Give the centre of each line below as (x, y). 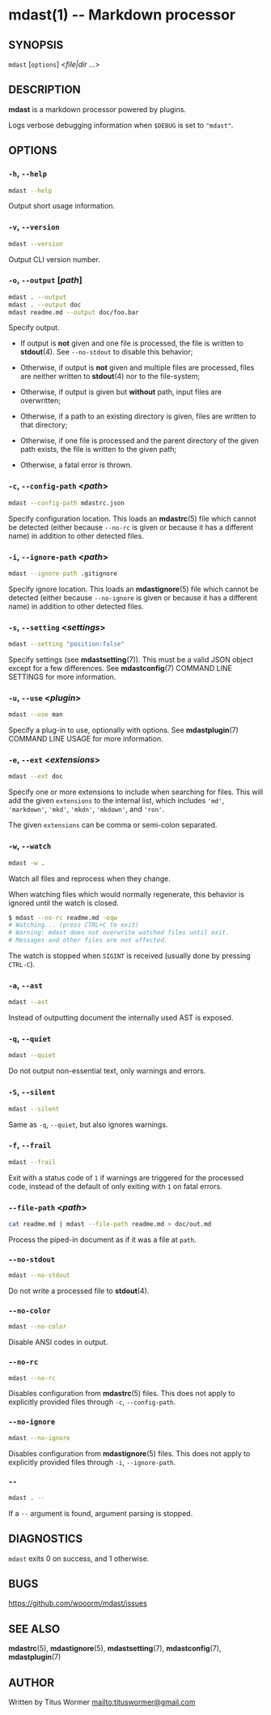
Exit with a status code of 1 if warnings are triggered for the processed (126, 1177)
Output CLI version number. (55, 259)
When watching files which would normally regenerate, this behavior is (127, 894)
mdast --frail (32, 1162)
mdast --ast (28, 1002)
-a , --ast (25, 985)
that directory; (44, 425)
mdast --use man (36, 715)
